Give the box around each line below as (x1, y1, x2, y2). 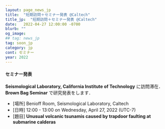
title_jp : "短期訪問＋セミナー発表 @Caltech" (5, 17, 97, 22)
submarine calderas (12, 119, 56, 125)
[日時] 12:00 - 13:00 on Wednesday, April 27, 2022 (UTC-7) (12, 107, 136, 113)
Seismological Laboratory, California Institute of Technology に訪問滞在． (5, 83, 163, 89)
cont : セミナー (5, 50, 35, 55)
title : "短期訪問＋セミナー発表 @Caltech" (5, 12, 90, 17)
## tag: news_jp (5, 36, 40, 41)
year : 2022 (5, 54, 28, 60)
